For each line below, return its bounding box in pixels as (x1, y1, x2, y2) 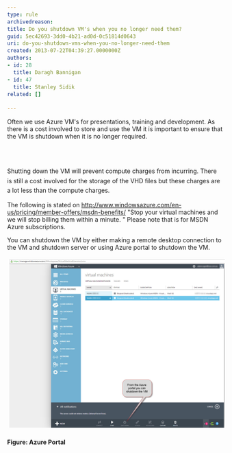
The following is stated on (7, 201, 80, 209)
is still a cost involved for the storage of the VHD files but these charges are (7, 176, 220, 185)
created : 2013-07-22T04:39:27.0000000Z (7, 47, 121, 54)
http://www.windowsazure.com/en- (81, 201, 182, 209)
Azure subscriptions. (7, 223, 66, 231)
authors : (7, 55, 32, 62)
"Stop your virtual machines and (127, 208, 218, 216)
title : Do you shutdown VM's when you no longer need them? (7, 25, 183, 32)
